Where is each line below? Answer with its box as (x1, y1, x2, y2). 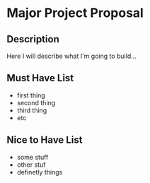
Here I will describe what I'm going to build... (6, 52, 137, 60)
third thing (16, 106, 47, 114)
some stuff (16, 153, 49, 161)
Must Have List (6, 72, 74, 84)
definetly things (16, 167, 63, 176)
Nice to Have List (6, 134, 83, 146)
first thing (16, 90, 45, 100)
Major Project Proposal (6, 5, 144, 21)
